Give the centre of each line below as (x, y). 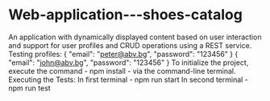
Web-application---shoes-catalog (126, 15)
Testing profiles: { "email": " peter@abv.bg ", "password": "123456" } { (123, 54)
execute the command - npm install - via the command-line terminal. (122, 71)
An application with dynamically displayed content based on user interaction (135, 37)
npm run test (29, 88)
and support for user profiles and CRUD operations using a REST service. (130, 45)
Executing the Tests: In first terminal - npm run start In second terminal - (128, 79)
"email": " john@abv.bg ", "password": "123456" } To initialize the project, (129, 63)
